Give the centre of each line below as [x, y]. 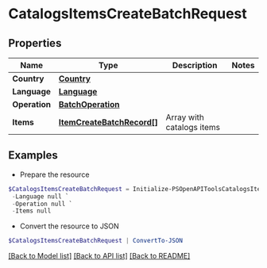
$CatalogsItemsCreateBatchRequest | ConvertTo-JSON [95, 241]
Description [195, 65]
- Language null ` [40, 196]
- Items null [31, 211]
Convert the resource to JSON [69, 226]
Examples [33, 155]
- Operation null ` [42, 204]
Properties [35, 43]
